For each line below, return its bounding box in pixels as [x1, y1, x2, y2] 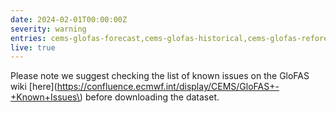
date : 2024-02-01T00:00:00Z [10, 14, 128, 25]
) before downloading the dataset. [79, 91, 220, 103]
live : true [10, 42, 56, 53]
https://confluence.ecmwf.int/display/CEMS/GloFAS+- [56, 81, 280, 93]
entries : [10, 33, 47, 43]
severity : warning [10, 24, 87, 34]
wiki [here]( [10, 81, 58, 93]
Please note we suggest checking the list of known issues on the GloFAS [10, 70, 310, 82]
